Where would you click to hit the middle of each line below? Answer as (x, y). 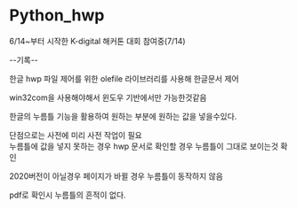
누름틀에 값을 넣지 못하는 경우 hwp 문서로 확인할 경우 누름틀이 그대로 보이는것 (144, 146)
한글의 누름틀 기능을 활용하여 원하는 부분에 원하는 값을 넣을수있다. (123, 116)
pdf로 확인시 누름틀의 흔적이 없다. (68, 195)
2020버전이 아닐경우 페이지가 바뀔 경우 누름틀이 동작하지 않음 (116, 176)
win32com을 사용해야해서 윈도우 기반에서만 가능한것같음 (108, 97)
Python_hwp (57, 15)
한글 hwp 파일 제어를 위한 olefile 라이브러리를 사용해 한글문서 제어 (124, 78)
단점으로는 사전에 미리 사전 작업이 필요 (76, 135)
